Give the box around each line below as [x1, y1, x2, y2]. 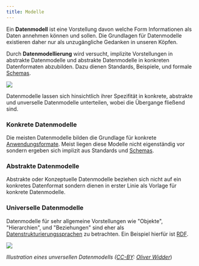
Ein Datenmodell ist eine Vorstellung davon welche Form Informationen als [6, 25, 192, 33]
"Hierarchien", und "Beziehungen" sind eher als [6, 224, 125, 231]
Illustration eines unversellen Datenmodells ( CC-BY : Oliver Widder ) [6, 253, 172, 261]
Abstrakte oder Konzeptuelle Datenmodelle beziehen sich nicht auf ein [6, 176, 182, 183]
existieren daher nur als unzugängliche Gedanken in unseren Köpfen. [6, 38, 178, 45]
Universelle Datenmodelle [6, 204, 84, 212]
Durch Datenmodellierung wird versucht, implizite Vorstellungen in [6, 50, 173, 57]
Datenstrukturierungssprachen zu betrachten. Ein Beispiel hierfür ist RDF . [6, 230, 189, 238]
